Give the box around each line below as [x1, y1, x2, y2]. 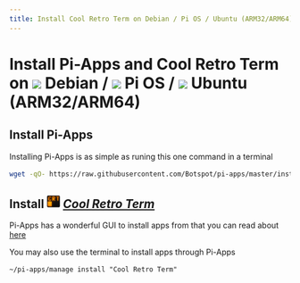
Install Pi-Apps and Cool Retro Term [9, 54, 279, 74]
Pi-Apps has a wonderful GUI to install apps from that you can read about [9, 220, 279, 231]
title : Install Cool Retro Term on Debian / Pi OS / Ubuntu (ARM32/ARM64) [9, 14, 294, 23]
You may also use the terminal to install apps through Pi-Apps [9, 246, 236, 258]
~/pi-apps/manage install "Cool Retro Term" [9, 265, 178, 274]
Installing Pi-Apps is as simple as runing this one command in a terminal [9, 151, 274, 162]
